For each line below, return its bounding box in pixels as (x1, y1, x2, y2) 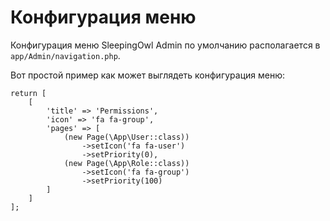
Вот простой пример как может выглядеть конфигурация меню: (10, 69, 286, 81)
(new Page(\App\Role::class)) (63, 158, 190, 168)
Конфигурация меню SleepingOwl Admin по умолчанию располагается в (10, 39, 321, 51)
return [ (10, 88, 47, 98)
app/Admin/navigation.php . (10, 49, 121, 61)
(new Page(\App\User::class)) (63, 132, 190, 142)
